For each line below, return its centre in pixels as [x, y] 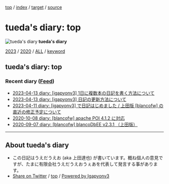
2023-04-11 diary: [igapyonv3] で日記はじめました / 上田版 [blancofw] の [88, 106]
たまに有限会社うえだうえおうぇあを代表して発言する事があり [90, 164]
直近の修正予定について [37, 112]
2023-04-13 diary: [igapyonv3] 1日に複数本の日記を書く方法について [83, 93]
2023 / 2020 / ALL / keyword [35, 51]
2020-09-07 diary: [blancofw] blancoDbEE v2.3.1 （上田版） [75, 124]
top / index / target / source [34, 7]
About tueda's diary [37, 145]
